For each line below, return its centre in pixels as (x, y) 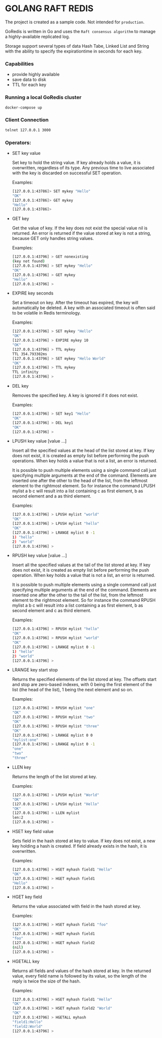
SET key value (26, 153)
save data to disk (29, 80)
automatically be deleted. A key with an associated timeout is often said (83, 308)
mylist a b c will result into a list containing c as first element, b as (77, 491)
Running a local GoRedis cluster (43, 97)
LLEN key (22, 767)
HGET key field (27, 897)
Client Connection (27, 120)
